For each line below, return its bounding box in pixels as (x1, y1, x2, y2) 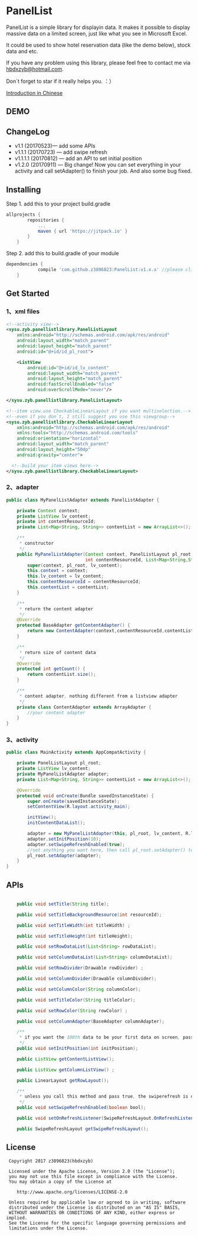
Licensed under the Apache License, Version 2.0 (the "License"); (8, 1168, 176, 1174)
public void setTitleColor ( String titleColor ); (16, 997, 136, 1003)
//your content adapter (27, 710, 85, 715)
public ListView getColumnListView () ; (16, 1066, 115, 1073)
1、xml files (6, 307, 40, 315)
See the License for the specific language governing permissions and (8, 1220, 186, 1226)
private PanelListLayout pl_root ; (16, 760, 101, 766)
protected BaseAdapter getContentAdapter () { (16, 622, 131, 629)
